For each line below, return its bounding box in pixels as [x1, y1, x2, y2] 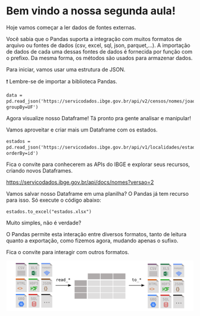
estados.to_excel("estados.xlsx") [6, 208, 92, 215]
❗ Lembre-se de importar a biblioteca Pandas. [6, 77, 118, 85]
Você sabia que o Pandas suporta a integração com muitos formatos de [6, 35, 182, 42]
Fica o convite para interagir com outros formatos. [6, 248, 130, 255]
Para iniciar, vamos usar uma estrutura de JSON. [6, 65, 126, 73]
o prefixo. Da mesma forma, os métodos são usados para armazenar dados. [6, 54, 193, 61]
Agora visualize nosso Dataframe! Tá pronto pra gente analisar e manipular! [6, 114, 192, 121]
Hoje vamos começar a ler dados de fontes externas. [6, 24, 136, 31]
